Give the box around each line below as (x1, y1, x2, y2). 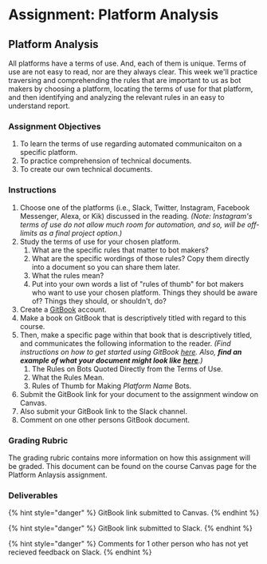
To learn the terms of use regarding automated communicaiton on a (19, 139, 242, 149)
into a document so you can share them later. (31, 262, 181, 272)
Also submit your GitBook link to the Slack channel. (19, 406, 187, 416)
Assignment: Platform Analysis (8, 6, 219, 24)
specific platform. (19, 148, 78, 157)
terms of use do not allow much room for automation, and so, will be (19, 220, 245, 229)
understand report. (8, 101, 70, 110)
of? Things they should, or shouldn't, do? (31, 296, 167, 305)
